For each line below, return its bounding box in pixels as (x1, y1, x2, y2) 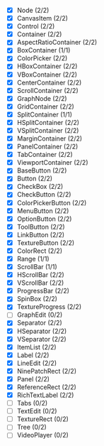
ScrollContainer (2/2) (16, 86, 79, 94)
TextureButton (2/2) (16, 238, 75, 247)
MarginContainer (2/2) (16, 134, 83, 143)
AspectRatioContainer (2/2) (16, 38, 98, 47)
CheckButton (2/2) (16, 190, 71, 199)
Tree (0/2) (16, 423, 47, 432)
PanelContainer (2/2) (16, 142, 79, 151)
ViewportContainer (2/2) (16, 158, 89, 167)
